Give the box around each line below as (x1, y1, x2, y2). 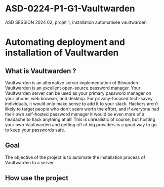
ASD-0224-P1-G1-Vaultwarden (5, 3, 135, 14)
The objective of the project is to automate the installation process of (5, 154, 146, 160)
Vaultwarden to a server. (5, 159, 55, 165)
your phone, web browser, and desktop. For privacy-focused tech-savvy (5, 95, 153, 101)
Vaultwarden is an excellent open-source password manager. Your (5, 85, 141, 91)
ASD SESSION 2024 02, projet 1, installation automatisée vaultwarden (5, 19, 147, 25)
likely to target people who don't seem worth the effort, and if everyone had (5, 106, 160, 112)
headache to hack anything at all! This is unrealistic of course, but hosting (5, 116, 156, 122)
